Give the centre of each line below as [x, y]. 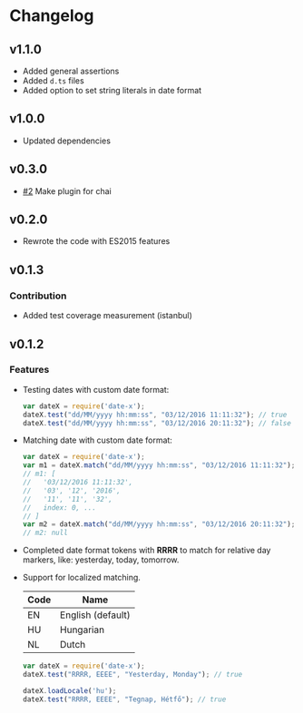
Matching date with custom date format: [97, 440]
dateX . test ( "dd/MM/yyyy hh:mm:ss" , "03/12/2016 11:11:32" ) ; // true [155, 415]
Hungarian [83, 630]
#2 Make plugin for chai [67, 190]
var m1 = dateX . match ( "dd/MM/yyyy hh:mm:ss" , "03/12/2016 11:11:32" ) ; [159, 465]
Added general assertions [71, 71]
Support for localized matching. [81, 578]
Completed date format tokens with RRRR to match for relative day [147, 551]
